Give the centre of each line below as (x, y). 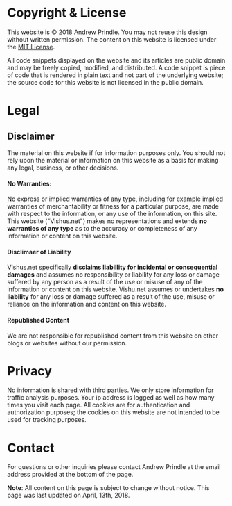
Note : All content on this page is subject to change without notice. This (108, 488)
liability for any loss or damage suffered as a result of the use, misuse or (111, 297)
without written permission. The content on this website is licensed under (112, 39)
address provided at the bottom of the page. (70, 475)
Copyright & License (67, 13)
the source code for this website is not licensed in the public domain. (106, 82)
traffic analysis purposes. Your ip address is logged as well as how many (111, 398)
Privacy (29, 371)
